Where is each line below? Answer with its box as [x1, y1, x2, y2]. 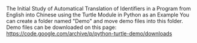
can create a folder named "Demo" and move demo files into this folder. [6, 18, 184, 24]
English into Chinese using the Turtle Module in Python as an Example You [6, 11, 190, 18]
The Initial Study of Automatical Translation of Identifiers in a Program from [6, 5, 192, 12]
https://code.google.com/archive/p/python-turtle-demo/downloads [6, 30, 172, 37]
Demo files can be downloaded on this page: [6, 24, 117, 31]
